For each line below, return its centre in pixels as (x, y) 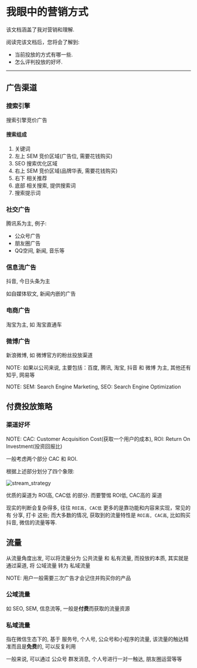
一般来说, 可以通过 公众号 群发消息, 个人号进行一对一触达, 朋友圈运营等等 (94, 659)
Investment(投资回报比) (34, 446)
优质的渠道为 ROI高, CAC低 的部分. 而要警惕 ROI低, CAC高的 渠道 (84, 495)
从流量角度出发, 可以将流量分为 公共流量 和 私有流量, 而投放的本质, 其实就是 (97, 558)
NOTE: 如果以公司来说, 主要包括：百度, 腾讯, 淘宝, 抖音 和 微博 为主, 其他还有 (98, 368)
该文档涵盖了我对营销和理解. (40, 29)
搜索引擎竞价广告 (27, 120)
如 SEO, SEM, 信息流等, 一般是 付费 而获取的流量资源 (68, 608)
